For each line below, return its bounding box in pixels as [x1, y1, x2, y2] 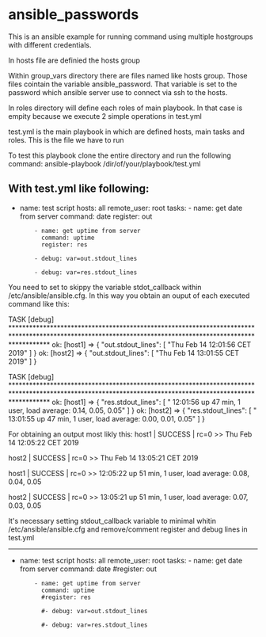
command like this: [8, 299, 70, 308]
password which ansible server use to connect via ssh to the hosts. [8, 87, 228, 97]
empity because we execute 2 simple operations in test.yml [8, 111, 202, 120]
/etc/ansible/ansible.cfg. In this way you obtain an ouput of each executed [8, 291, 250, 300]
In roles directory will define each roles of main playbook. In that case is [8, 103, 243, 113]
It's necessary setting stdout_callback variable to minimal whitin [8, 516, 216, 525]
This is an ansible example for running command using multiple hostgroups [8, 32, 253, 41]
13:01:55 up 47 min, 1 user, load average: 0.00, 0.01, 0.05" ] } [8, 414, 206, 423]
